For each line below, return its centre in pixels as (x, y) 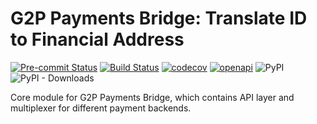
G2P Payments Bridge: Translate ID (159, 18)
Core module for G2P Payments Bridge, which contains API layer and (152, 97)
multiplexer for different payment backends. (101, 108)
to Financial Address (97, 39)
